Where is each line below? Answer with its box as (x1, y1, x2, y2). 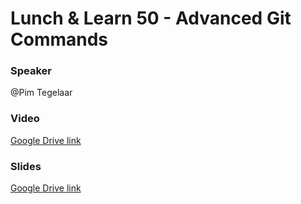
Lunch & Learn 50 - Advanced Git (10, 7, 292, 30)
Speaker (10, 64, 52, 78)
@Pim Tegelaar (10, 87, 73, 99)
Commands (10, 28, 109, 51)
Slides (10, 159, 42, 173)
